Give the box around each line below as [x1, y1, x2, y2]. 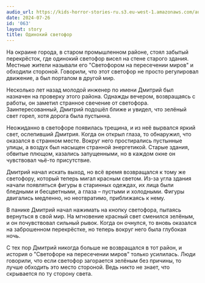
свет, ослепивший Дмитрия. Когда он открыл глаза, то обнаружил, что [6, 131, 192, 138]
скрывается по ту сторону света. [6, 270, 93, 277]
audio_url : [6, 9, 34, 15]
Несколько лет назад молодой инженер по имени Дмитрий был [6, 86, 174, 94]
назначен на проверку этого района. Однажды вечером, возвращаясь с [6, 93, 196, 100]
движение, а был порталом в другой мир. [6, 75, 115, 82]
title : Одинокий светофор [6, 32, 72, 38]
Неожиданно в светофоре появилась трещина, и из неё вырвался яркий [6, 124, 196, 131]
